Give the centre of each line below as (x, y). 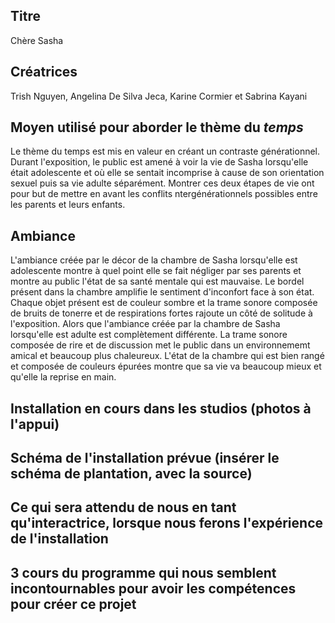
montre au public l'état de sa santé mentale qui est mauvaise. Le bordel (157, 281)
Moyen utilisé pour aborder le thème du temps (157, 127)
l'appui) (35, 424)
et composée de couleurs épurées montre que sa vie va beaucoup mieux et (166, 366)
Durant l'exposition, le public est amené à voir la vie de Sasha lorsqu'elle (159, 162)
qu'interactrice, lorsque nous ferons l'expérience (167, 523)
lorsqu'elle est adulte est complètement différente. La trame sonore (149, 335)
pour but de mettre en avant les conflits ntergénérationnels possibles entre (164, 194)
